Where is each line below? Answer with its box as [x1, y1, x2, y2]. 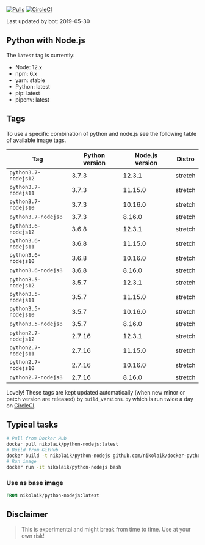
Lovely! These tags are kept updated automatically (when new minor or [6, 388, 185, 396]
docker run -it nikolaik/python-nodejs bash [6, 464, 121, 470]
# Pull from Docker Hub [6, 436, 67, 442]
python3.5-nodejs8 [9, 320, 63, 327]
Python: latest [15, 83, 51, 90]
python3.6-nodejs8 [9, 267, 63, 273]
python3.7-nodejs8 [9, 213, 63, 220]
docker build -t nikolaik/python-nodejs [6, 453, 111, 459]
